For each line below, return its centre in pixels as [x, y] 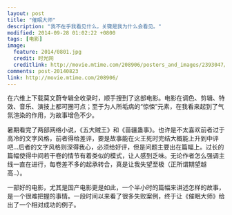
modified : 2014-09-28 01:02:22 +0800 [61, 33]
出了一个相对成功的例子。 [43, 205]
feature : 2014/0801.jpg [47, 52]
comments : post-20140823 [43, 71]
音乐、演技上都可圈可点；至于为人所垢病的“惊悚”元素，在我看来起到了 [119, 107]
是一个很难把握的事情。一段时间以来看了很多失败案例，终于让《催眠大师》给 [116, 196]
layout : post [26, 13]
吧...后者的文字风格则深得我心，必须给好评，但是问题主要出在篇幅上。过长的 [116, 147]
